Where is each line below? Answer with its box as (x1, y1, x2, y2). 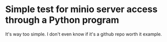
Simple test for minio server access (5, 4, 158, 15)
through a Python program (5, 14, 119, 26)
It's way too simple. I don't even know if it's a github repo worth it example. (5, 31, 162, 37)
